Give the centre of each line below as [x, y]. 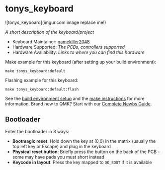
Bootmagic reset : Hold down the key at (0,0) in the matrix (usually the [84, 141]
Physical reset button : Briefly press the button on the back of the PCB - [86, 152]
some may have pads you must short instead [58, 157]
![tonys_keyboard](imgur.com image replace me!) [56, 22]
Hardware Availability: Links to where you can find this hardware [79, 52]
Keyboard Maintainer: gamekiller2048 [51, 42]
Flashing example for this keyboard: [42, 80]
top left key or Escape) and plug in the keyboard [61, 146]
